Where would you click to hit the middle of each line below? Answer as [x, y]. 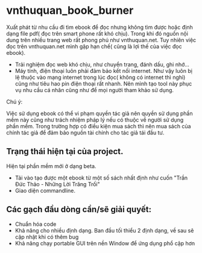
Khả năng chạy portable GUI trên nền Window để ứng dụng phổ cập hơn [105, 243]
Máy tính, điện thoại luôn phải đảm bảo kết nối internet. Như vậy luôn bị [104, 70]
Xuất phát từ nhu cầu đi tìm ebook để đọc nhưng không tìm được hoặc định [99, 27]
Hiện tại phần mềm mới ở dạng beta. [51, 166]
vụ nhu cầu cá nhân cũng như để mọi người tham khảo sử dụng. [94, 90]
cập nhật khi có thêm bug [47, 237]
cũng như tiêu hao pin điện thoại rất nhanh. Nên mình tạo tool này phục [103, 83]
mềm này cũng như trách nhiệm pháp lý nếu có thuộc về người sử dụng [95, 120]
